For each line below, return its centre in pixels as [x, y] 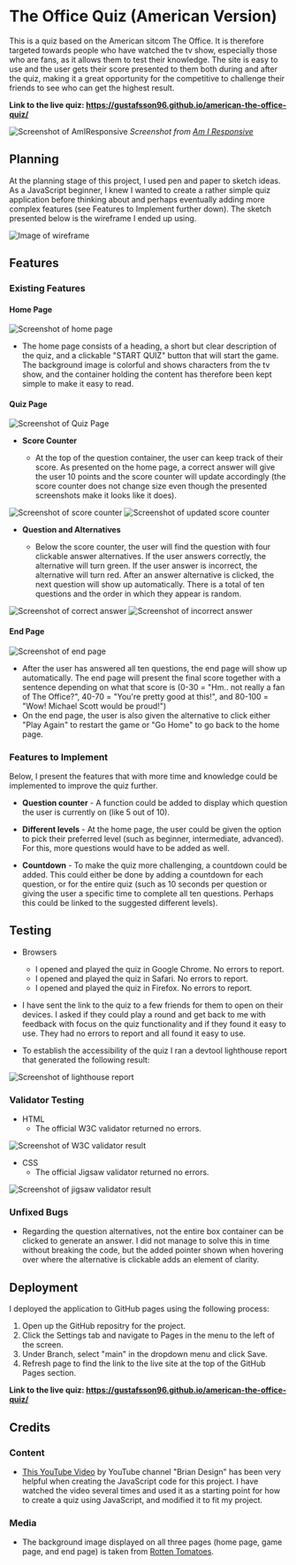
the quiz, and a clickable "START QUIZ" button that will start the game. [150, 356]
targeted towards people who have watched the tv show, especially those [143, 50]
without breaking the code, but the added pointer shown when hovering [153, 1250]
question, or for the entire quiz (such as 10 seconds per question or [144, 884]
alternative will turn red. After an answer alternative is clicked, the [155, 575]
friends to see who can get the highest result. [92, 88]
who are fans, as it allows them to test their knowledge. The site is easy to [144, 59]
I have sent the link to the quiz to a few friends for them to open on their [152, 1005]
